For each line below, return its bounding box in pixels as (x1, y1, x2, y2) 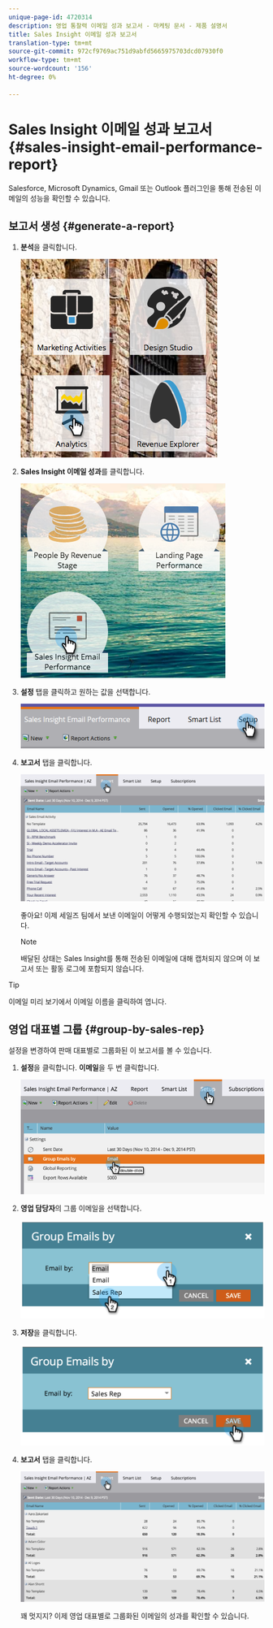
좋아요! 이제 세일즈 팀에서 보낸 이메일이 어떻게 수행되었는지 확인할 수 (19, 910, 237, 920)
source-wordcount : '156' (8, 65, 93, 73)
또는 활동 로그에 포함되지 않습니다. (35, 963, 145, 973)
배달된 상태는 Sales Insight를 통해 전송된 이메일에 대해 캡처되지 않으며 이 (19, 953, 252, 963)
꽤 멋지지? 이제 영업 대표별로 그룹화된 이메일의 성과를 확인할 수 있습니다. (19, 1611, 249, 1621)
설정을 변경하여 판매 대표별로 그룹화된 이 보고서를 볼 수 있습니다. (8, 1046, 213, 1055)
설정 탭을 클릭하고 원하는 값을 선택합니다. (19, 687, 151, 697)
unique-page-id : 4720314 (8, 13, 93, 21)
